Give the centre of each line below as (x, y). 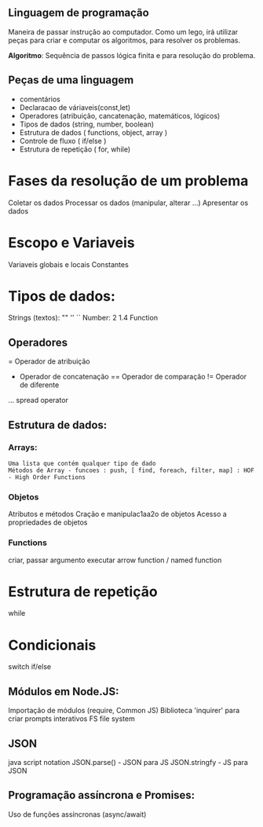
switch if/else (30, 667)
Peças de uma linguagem (71, 81)
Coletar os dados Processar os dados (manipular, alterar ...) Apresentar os (128, 203)
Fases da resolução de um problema (128, 181)
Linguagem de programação (79, 13)
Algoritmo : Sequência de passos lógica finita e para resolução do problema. (132, 55)
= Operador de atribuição (49, 361)
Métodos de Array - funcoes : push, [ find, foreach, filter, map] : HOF (131, 470)
